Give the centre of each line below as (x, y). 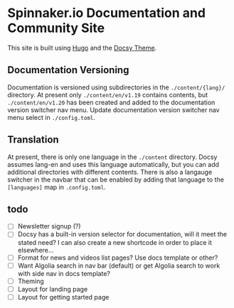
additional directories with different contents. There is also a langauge (110, 172)
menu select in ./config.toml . (52, 117)
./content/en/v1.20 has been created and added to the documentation (111, 102)
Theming (31, 281)
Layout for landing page (53, 289)
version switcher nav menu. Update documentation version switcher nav (113, 110)
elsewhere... (36, 250)
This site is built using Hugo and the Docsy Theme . (82, 48)
